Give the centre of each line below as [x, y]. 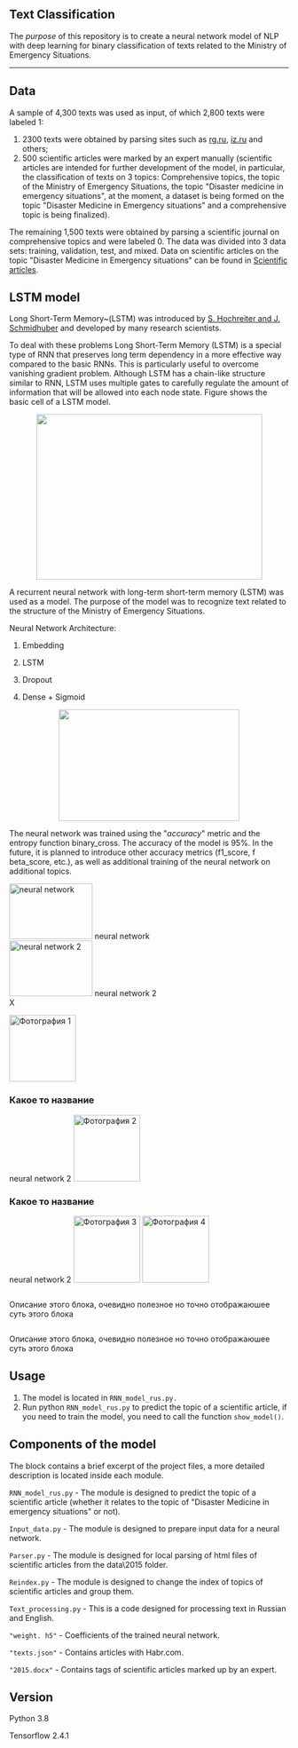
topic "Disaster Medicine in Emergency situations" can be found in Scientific [149, 260]
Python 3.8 [29, 1719]
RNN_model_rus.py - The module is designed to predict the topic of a [133, 1492]
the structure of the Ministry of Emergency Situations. [107, 611]
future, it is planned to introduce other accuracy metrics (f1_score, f [132, 852]
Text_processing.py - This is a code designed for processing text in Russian [148, 1608]
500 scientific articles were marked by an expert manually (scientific [147, 158]
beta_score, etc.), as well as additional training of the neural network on [140, 862]
